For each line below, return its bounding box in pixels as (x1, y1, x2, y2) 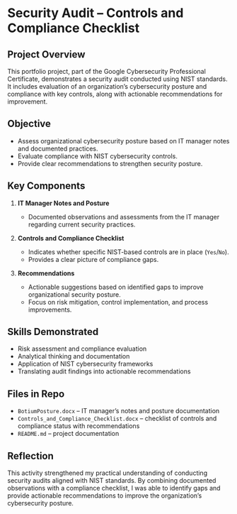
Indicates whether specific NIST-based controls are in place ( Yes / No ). (28, 247, 229, 256)
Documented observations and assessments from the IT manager (28, 212, 220, 221)
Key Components (7, 180, 86, 192)
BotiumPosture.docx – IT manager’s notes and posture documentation (17, 407, 220, 415)
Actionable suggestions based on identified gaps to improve (28, 283, 204, 291)
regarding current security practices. (28, 220, 136, 229)
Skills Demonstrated (7, 326, 99, 338)
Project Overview (7, 48, 86, 60)
